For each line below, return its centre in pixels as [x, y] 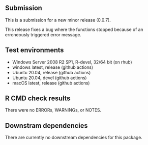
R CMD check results [38, 99]
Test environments [34, 50]
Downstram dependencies [46, 126]
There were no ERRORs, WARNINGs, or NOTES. [53, 110]
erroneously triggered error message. [43, 34]
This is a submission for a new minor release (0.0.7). [58, 20]
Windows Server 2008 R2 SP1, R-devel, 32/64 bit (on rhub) [72, 62]
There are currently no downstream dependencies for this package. [74, 138]
